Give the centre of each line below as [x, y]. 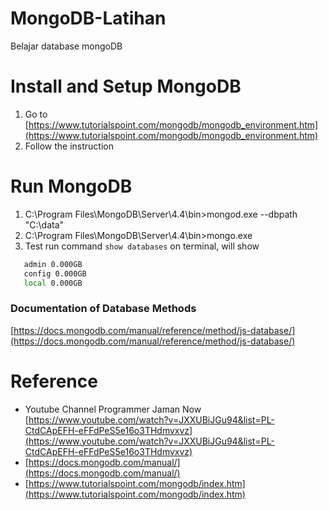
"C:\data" [44, 224]
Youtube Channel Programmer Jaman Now [113, 409]
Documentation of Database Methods [103, 309]
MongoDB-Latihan [88, 18]
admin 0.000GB [53, 264]
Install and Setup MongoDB [126, 86]
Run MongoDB [71, 186]
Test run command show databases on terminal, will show [142, 246]
